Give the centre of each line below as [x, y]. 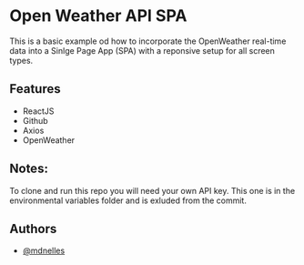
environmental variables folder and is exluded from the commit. [128, 200]
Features [35, 89]
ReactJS [38, 111]
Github [35, 120]
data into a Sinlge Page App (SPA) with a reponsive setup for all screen [142, 50]
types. [21, 60]
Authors [33, 229]
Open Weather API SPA [98, 16]
